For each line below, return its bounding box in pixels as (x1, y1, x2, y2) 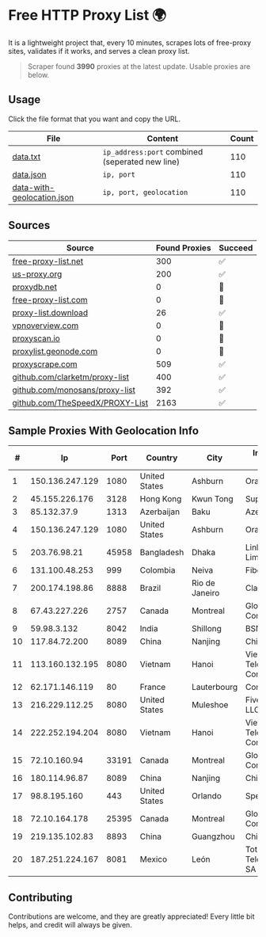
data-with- (12, 181, 55, 192)
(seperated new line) (102, 156, 180, 167)
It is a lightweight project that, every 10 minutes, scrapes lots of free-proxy (8, 37, 252, 48)
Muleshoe (191, 699, 229, 710)
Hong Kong (139, 493, 182, 505)
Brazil (139, 583, 161, 594)
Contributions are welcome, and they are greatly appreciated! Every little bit (8, 912, 255, 921)
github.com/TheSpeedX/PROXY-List (12, 397, 149, 408)
